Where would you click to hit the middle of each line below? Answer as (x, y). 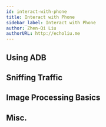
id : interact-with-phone (37, 12)
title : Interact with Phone (41, 17)
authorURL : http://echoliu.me (43, 34)
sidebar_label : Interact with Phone (51, 22)
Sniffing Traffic (34, 77)
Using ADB (26, 58)
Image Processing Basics (53, 98)
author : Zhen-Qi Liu (32, 28)
